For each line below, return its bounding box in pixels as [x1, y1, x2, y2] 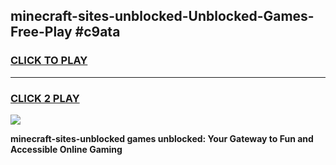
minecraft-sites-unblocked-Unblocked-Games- [10, 8, 315, 25]
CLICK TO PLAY [10, 54, 88, 68]
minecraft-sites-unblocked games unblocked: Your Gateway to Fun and [10, 132, 314, 144]
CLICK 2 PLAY [10, 91, 80, 105]
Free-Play [10, 24, 73, 41]
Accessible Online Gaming [10, 143, 123, 155]
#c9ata [74, 24, 121, 41]
